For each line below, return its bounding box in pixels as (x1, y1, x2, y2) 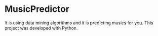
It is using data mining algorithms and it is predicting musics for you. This (4, 20, 154, 26)
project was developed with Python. (4, 25, 78, 31)
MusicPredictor (4, 3, 70, 15)
